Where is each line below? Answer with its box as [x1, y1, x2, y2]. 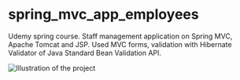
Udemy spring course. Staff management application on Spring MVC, [8, 31, 233, 41]
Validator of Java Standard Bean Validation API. [8, 48, 162, 57]
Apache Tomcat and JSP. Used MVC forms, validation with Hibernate [8, 39, 232, 49]
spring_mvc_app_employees [8, 5, 199, 24]
